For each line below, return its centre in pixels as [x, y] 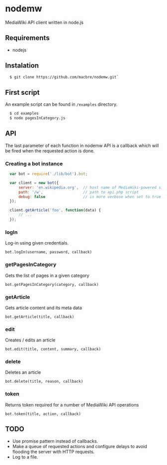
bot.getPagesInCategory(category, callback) [52, 284]
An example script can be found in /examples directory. [61, 104]
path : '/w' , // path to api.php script [79, 192]
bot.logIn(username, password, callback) [49, 252]
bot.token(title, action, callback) [43, 414]
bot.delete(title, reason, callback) [44, 382]
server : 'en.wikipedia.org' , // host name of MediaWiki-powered [87, 187]
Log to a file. [25, 457]
